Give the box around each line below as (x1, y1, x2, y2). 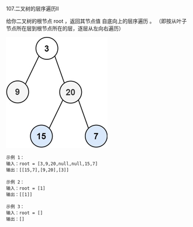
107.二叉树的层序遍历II (6, 5, 59, 12)
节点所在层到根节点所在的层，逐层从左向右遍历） (6, 25, 124, 32)
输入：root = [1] (6, 185, 46, 191)
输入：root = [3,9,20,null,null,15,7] (6, 161, 98, 167)
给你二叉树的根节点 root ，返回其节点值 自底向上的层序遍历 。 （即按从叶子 (6, 18, 187, 25)
